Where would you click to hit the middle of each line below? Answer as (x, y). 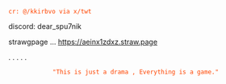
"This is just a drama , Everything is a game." (136, 72)
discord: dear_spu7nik (45, 26)
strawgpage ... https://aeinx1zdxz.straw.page (83, 42)
